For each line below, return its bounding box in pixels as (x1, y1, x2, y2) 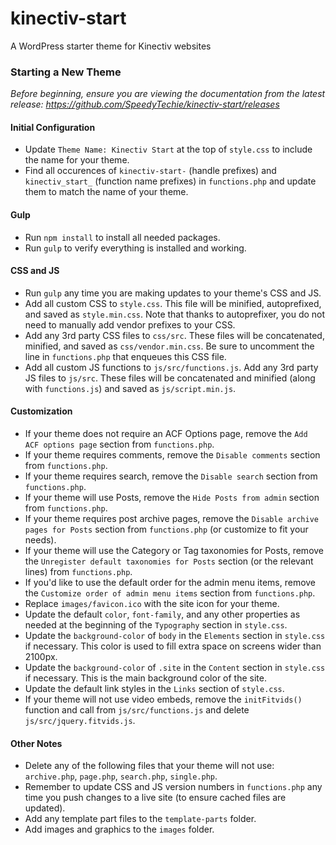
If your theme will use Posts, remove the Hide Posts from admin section (24, 492, 320, 504)
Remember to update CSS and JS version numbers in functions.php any (24, 781, 323, 793)
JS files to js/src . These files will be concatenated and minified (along (24, 372, 316, 384)
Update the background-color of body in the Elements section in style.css (24, 630, 326, 642)
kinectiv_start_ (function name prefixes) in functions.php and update (24, 175, 317, 187)
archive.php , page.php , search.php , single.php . (24, 770, 218, 782)
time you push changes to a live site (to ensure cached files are (24, 792, 287, 804)
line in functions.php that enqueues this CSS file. (24, 350, 227, 362)
